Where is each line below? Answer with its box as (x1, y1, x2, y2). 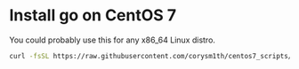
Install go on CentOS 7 (9, 5, 177, 26)
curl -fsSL (9, 51, 50, 60)
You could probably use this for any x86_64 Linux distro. (9, 34, 216, 45)
